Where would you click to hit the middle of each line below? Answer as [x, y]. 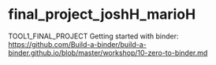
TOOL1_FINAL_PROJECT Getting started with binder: [93, 36]
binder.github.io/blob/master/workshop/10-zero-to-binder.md [108, 52]
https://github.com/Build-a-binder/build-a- [78, 44]
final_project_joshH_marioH [102, 14]
